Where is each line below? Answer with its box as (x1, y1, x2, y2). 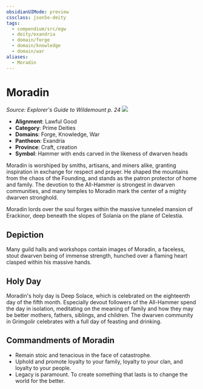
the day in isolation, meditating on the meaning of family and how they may (6, 305, 194, 312)
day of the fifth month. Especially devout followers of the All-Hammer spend (6, 299, 196, 306)
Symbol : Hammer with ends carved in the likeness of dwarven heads (15, 150, 188, 157)
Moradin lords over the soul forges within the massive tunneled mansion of (6, 206, 193, 213)
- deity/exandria (12, 31, 56, 38)
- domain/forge (12, 37, 50, 43)
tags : (6, 20, 20, 26)
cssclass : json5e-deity (6, 15, 67, 21)
